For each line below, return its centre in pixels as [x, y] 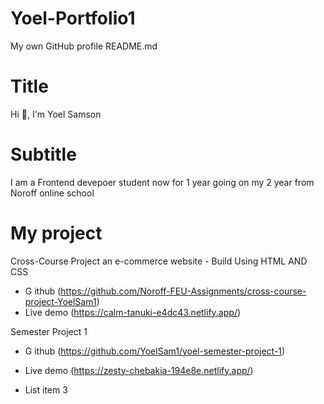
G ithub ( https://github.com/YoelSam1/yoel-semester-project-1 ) [155, 351]
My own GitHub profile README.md [84, 46]
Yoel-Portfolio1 [73, 18]
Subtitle [43, 154]
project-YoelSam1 [60, 301]
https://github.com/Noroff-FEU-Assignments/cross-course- [183, 291]
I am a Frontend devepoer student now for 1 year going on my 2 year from [162, 182]
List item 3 [46, 389]
